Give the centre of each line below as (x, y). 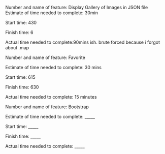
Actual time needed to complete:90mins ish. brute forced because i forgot (82, 42)
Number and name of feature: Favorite (45, 57)
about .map (17, 48)
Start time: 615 (20, 77)
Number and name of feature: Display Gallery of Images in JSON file (77, 7)
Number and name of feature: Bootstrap (47, 107)
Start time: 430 (21, 23)
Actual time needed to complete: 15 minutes (51, 97)
